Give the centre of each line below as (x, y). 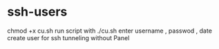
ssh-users (37, 12)
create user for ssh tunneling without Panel (68, 37)
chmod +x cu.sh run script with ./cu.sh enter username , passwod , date (110, 31)
